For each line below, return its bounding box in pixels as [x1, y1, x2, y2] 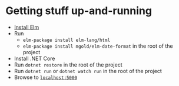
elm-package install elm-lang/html [22, 37, 110, 43]
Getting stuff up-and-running [5, 4, 153, 18]
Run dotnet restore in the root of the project [14, 61, 122, 68]
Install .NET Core [14, 55, 55, 62]
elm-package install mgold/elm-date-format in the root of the [22, 42, 173, 49]
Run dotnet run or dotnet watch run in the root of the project [14, 67, 163, 74]
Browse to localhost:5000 [14, 74, 78, 81]
